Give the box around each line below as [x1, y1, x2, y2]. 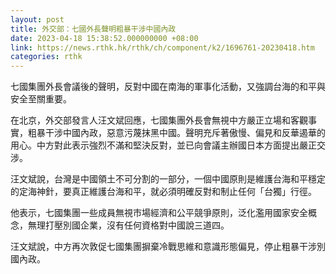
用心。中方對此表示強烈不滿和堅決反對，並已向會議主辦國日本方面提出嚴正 [10, 139, 317, 151]
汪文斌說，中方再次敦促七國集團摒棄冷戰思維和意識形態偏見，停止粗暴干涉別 [10, 241, 326, 253]
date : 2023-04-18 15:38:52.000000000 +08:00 [10, 33, 199, 43]
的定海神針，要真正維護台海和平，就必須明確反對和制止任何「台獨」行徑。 [10, 186, 317, 198]
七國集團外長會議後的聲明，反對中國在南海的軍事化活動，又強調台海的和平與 [10, 81, 326, 93]
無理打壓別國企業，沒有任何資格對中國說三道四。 [27, 219, 230, 231]
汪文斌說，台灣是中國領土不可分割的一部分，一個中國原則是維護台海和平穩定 [10, 173, 326, 185]
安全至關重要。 [10, 93, 72, 105]
